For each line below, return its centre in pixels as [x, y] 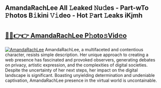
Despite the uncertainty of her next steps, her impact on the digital [72, 70]
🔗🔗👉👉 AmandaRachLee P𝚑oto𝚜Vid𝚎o [66, 36]
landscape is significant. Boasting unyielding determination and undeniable [80, 75]
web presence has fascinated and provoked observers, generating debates [80, 60]
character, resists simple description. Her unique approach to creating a [77, 55]
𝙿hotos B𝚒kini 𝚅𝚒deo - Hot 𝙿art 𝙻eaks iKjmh [74, 16]
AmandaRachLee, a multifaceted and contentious [94, 50]
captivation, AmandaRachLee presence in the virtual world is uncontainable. [81, 80]
